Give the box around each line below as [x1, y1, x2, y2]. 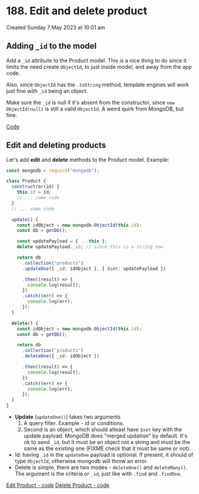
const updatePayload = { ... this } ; [17, 238, 108, 244]
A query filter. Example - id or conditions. [23, 420, 125, 427]
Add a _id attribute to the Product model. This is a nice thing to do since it [6, 56, 187, 64]
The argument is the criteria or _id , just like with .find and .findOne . [14, 470, 182, 477]
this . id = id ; [17, 189, 52, 196]
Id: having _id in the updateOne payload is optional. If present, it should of [14, 451, 194, 458]
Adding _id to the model [6, 41, 97, 51]
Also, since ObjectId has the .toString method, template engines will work [6, 81, 189, 88]
